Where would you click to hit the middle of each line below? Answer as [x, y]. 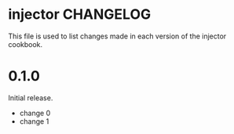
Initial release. [31, 98]
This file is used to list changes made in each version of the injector [117, 36]
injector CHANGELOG [80, 14]
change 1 [34, 121]
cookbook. [26, 44]
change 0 [35, 113]
